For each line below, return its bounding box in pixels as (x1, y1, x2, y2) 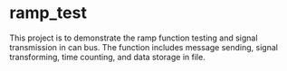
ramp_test (9, 3, 88, 23)
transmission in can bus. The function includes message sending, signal (9, 41, 279, 52)
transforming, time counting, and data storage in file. (9, 51, 206, 62)
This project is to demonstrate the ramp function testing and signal (9, 32, 258, 43)
